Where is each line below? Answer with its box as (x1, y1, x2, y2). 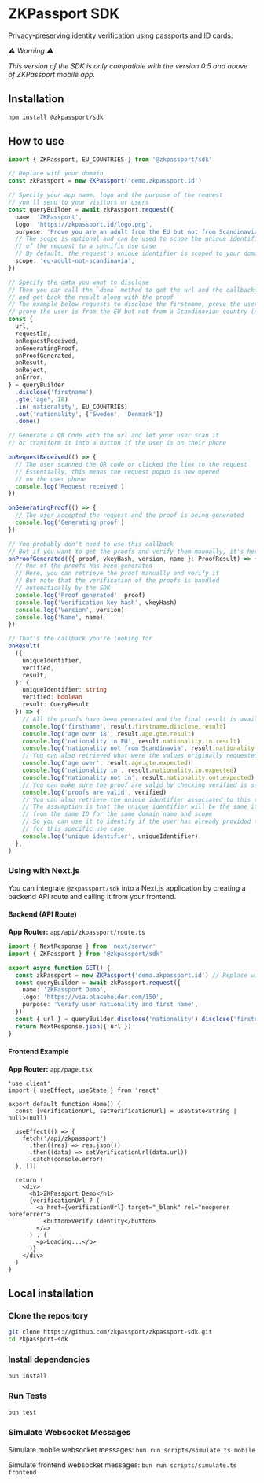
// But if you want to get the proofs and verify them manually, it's (8, 548, 244, 555)
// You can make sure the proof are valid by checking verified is (22, 780, 247, 789)
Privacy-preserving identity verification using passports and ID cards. (8, 31, 233, 40)
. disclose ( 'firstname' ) (15, 388, 93, 396)
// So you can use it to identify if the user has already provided (22, 817, 251, 826)
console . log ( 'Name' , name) (15, 613, 104, 622)
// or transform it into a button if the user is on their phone (8, 439, 226, 447)
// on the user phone (15, 475, 86, 483)
